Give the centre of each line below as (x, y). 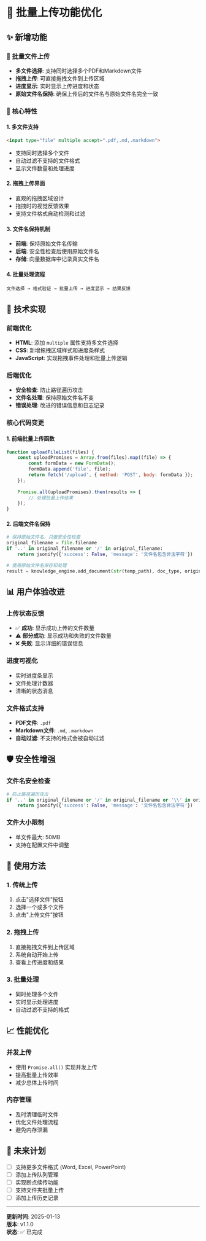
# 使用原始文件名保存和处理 (37, 565)
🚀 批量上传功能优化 (54, 13)
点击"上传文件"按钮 (39, 915)
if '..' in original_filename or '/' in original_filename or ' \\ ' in (98, 800)
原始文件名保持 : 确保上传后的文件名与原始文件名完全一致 (86, 93)
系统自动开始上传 (37, 954)
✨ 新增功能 (27, 37)
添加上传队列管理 (37, 1175)
